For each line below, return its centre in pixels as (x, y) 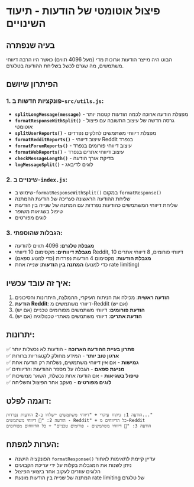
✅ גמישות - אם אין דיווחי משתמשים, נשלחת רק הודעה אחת (72, 362)
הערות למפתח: (33, 444)
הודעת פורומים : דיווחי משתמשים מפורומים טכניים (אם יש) (80, 310)
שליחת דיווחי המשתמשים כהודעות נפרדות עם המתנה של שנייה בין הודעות (96, 204)
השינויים (26, 23)
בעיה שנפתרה (30, 45)
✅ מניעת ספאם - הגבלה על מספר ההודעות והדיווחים (65, 369)
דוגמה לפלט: (29, 401)
